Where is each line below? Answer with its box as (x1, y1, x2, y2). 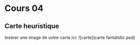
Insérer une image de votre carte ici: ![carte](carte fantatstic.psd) (4, 34, 136, 40)
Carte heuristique (4, 22, 60, 30)
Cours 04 (4, 3, 43, 14)
